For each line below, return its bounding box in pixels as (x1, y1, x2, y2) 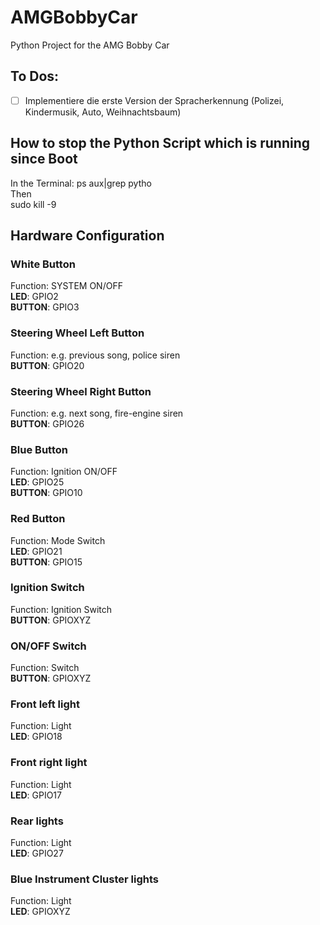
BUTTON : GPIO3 (10, 301, 80, 313)
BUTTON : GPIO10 (10, 487, 83, 499)
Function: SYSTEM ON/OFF (10, 280, 123, 292)
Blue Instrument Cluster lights (10, 872, 159, 886)
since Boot (10, 151, 78, 168)
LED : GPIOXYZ (10, 906, 71, 918)
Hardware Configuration (10, 227, 165, 245)
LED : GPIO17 (10, 789, 62, 801)
